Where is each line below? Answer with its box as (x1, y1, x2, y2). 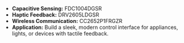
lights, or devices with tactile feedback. (11, 30, 109, 37)
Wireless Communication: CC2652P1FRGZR (11, 18, 122, 24)
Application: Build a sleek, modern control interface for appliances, (11, 24, 178, 31)
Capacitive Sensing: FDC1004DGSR (11, 5, 102, 12)
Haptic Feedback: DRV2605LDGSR (11, 11, 100, 18)
